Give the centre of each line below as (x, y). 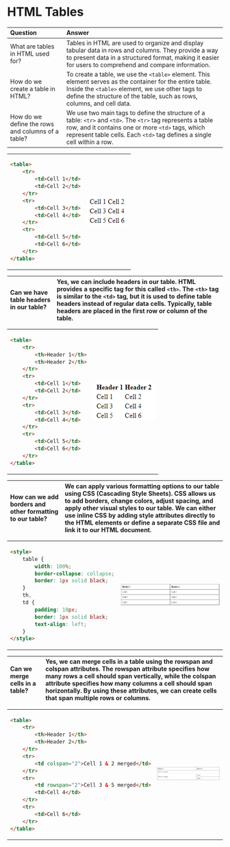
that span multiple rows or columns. (98, 698)
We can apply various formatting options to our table (142, 486)
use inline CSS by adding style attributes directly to (140, 515)
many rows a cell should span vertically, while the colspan (131, 676)
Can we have (29, 293)
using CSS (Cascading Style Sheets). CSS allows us (140, 493)
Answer (78, 33)
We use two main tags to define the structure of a (136, 113)
